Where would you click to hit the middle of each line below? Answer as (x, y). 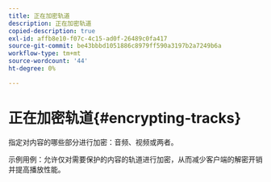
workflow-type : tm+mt (45, 53)
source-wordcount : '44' (48, 61)
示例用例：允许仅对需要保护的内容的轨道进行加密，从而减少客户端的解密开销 (135, 159)
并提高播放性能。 (37, 169)
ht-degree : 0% (32, 69)
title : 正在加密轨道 (39, 16)
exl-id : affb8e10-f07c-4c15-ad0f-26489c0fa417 (88, 38)
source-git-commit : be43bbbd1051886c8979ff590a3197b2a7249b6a (115, 46)
